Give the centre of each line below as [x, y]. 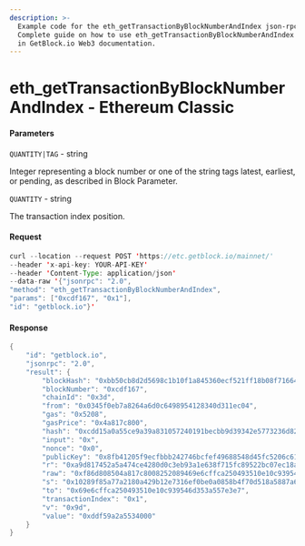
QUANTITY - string [41, 198]
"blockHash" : [67, 380]
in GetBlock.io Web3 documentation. [87, 43]
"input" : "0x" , [71, 440]
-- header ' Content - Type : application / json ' [93, 273]
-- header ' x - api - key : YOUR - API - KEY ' [79, 265]
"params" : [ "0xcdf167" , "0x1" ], [70, 298]
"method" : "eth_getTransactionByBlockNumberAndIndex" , [115, 290]
